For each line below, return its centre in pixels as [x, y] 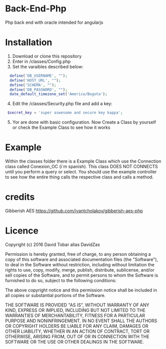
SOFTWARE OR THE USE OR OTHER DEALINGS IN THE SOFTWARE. [75, 342]
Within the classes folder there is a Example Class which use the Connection [83, 161]
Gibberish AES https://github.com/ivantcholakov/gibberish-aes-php [74, 211]
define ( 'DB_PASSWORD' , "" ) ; [39, 90]
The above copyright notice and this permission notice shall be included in [81, 290]
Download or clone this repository [47, 56]
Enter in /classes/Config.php [41, 61]
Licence [22, 231]
